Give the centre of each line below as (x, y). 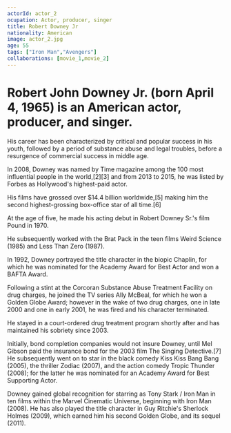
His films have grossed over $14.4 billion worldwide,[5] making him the (108, 197)
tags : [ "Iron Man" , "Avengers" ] (52, 52)
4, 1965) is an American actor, (94, 107)
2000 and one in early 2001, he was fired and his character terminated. (108, 309)
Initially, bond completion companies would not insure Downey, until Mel (110, 343)
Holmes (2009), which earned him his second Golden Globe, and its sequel (114, 416)
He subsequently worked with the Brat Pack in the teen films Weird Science (114, 238)
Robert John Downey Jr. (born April (111, 92)
